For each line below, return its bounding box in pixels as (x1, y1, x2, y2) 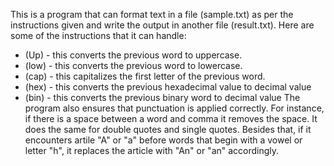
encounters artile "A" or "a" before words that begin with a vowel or (24, 134, 303, 146)
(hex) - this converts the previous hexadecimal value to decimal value (24, 81, 312, 93)
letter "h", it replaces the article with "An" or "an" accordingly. (24, 145, 280, 156)
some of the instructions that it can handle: (10, 30, 187, 41)
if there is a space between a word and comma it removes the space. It (24, 113, 318, 124)
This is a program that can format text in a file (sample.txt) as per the (10, 9, 294, 20)
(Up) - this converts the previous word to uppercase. (24, 49, 243, 61)
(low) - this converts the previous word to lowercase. (24, 60, 243, 71)
